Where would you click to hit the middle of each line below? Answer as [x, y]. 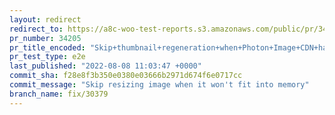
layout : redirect [45, 19]
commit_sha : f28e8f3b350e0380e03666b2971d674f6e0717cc [126, 76]
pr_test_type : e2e [47, 57]
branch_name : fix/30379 [59, 94]
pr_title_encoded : [47, 47]
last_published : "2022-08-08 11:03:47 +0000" [105, 66]
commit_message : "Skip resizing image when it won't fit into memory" [159, 85]
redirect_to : [36, 29]
